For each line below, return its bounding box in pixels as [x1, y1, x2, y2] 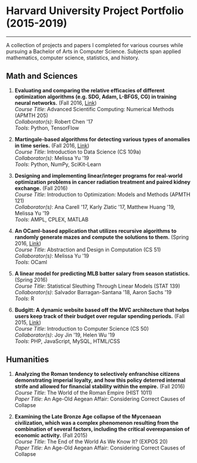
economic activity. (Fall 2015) [14, 431, 88, 439]
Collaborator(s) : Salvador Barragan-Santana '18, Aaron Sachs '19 [14, 288, 172, 295]
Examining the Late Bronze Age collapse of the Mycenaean [14, 413, 161, 420]
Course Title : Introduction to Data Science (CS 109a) [14, 148, 141, 155]
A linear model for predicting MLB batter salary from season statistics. [14, 269, 190, 277]
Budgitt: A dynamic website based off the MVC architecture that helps [14, 306, 189, 313]
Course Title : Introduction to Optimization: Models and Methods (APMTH [14, 191, 191, 198]
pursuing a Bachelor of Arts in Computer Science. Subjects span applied [6, 48, 181, 55]
